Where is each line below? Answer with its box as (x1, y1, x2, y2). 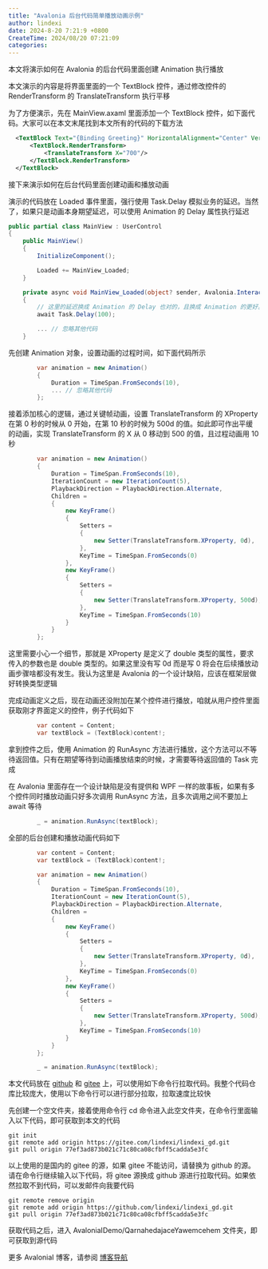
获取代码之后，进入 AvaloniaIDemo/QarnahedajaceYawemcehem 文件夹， (8, 1226, 251, 1235)
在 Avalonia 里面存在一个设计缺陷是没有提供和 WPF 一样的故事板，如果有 (8, 781, 249, 791)
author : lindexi (8, 19, 62, 27)
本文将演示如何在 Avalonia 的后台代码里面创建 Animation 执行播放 (8, 65, 224, 74)
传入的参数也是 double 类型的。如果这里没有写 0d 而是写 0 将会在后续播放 (8, 658, 252, 668)
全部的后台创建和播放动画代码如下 (8, 833, 120, 842)
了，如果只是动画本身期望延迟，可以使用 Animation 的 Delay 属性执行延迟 (8, 206, 250, 216)
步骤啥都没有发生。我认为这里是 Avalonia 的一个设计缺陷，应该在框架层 (14, 669, 250, 678)
